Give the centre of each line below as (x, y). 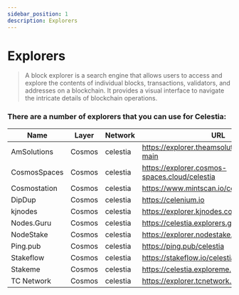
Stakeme (26, 269)
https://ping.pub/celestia (183, 246)
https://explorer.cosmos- (184, 167)
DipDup (24, 200)
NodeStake (30, 234)
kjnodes (24, 211)
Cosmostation (34, 188)
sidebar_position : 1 (38, 14)
